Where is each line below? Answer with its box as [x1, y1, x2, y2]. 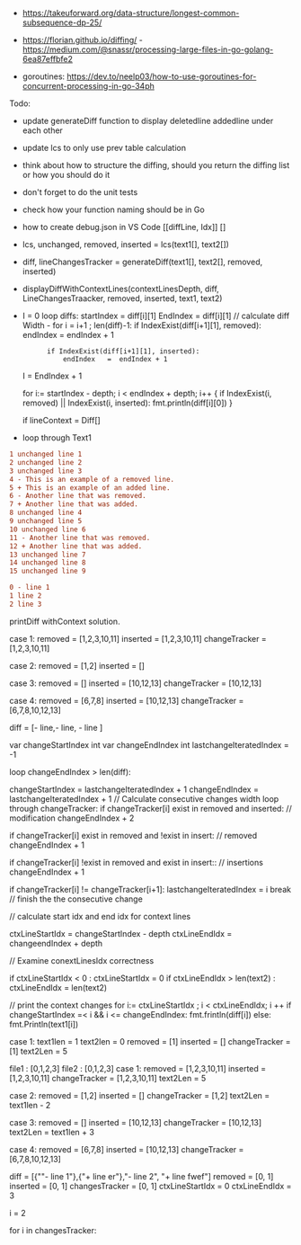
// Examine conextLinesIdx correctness [9, 955, 155, 965]
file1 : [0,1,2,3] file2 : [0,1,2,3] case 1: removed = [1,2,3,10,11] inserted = [9, 1063, 267, 1073]
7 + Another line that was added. [9, 500, 139, 509]
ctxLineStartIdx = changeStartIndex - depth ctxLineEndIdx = [9, 928, 233, 938]
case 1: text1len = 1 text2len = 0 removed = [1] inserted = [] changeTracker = [9, 1036, 291, 1046]
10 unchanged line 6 [9, 525, 87, 534]
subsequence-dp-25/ [22, 17, 102, 28]
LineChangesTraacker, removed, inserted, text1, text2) [22, 293, 223, 304]
